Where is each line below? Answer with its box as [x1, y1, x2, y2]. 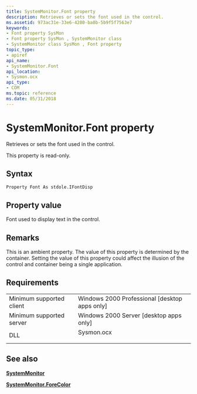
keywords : [6, 25, 30, 31]
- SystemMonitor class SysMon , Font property [6, 42, 122, 47]
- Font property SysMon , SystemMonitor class [6, 36, 122, 42]
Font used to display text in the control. [6, 216, 101, 223]
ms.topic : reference [6, 90, 57, 96]
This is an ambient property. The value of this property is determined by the [6, 249, 189, 255]
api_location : [6, 69, 41, 74]
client [9, 301, 25, 310]
